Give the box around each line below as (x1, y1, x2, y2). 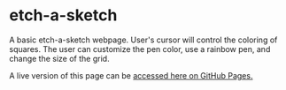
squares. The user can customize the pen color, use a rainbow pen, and (9, 43, 271, 54)
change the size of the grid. (9, 53, 110, 64)
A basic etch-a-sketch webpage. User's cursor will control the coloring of (9, 34, 278, 45)
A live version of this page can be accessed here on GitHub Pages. (9, 70, 253, 80)
